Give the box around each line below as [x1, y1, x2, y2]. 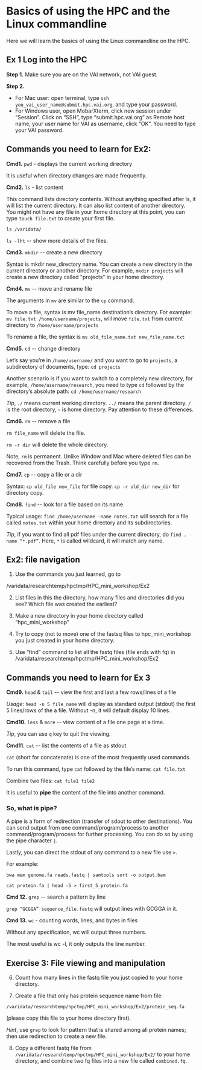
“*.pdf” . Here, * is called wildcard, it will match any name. [19, 537, 164, 544]
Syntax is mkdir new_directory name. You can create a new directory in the [6, 260, 192, 268]
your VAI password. [14, 126, 64, 134]
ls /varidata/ [6, 226, 42, 233]
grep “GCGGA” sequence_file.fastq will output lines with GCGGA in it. [6, 905, 178, 913]
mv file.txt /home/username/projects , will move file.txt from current [6, 315, 183, 322]
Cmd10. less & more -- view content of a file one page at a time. [6, 719, 165, 726]
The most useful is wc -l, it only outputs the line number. [6, 940, 147, 948]
